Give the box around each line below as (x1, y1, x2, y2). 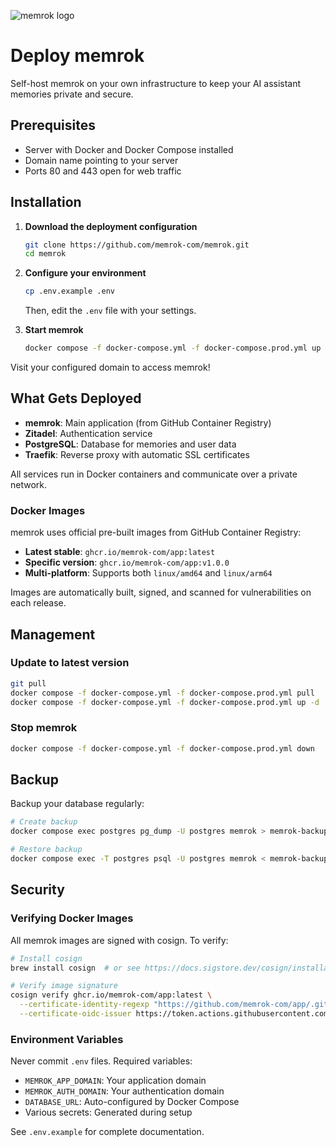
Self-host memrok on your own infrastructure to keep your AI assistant (10, 77, 302, 89)
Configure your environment (24, 267, 147, 279)
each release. (10, 597, 67, 609)
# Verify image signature (10, 981, 118, 991)
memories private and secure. (10, 88, 134, 100)
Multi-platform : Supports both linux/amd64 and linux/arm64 (24, 567, 273, 579)
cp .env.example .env (24, 286, 115, 297)
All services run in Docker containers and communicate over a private (10, 468, 298, 480)
